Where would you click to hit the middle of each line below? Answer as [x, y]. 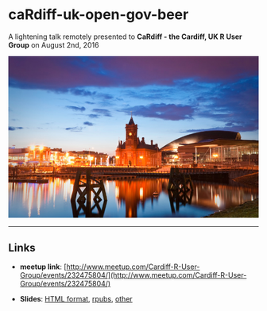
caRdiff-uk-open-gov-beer [99, 15]
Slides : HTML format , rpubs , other [76, 299]
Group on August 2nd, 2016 [54, 44]
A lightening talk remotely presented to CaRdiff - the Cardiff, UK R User [125, 36]
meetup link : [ [43, 267]
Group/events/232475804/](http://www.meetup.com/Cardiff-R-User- [133, 275]
